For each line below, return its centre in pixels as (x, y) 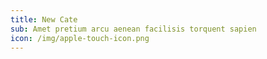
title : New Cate (44, 19)
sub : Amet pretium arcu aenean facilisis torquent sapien (133, 29)
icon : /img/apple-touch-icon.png (80, 38)
